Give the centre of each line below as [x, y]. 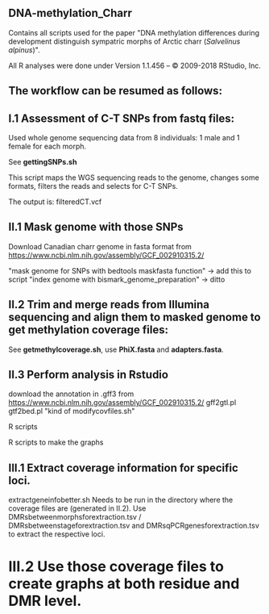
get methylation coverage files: [89, 330]
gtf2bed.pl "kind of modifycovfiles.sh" [72, 411]
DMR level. [45, 601]
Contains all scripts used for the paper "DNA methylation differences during [134, 32]
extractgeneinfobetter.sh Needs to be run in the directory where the [121, 500]
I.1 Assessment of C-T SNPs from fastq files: [122, 118]
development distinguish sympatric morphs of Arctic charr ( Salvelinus [124, 41]
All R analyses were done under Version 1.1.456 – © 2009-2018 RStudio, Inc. [135, 65]
